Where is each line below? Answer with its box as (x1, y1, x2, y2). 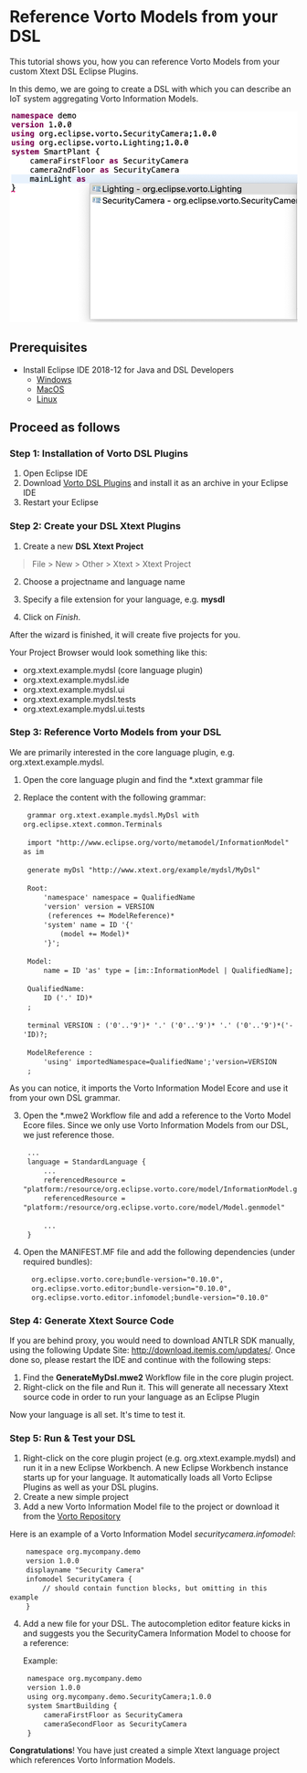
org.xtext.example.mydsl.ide (22, 674, 130, 685)
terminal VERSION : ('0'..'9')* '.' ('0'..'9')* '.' (26, 1020, 232, 1029)
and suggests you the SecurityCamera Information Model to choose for (22, 1628, 291, 1639)
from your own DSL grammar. (9, 1092, 121, 1103)
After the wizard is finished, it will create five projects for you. (9, 628, 240, 640)
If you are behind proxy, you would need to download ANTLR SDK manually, (9, 1335, 295, 1346)
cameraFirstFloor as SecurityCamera (43, 1711, 183, 1720)
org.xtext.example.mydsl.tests (22, 693, 137, 704)
